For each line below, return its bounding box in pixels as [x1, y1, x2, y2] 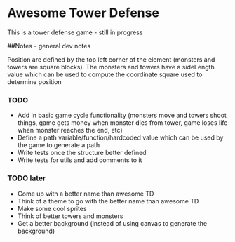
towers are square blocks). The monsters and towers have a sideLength [7, 62, 215, 71]
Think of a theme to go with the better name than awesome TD [17, 196, 199, 205]
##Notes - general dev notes [7, 41, 91, 50]
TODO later [7, 173, 46, 183]
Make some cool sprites [17, 204, 87, 213]
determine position [7, 77, 62, 86]
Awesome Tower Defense [7, 5, 160, 21]
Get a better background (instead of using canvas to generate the [17, 219, 208, 227]
